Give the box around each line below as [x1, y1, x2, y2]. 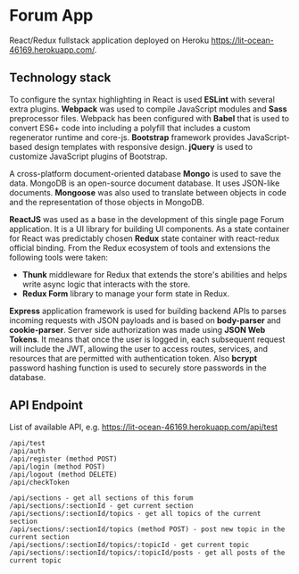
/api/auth [9, 446, 46, 455]
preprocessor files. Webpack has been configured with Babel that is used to [9, 112, 290, 123]
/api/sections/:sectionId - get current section [9, 501, 194, 510]
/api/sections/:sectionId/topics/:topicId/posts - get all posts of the [9, 548, 286, 557]
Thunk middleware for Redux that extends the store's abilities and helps [21, 269, 287, 279]
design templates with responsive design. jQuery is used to [34, 141, 253, 152]
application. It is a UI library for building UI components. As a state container [9, 223, 290, 234]
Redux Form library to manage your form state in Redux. [21, 287, 230, 299]
